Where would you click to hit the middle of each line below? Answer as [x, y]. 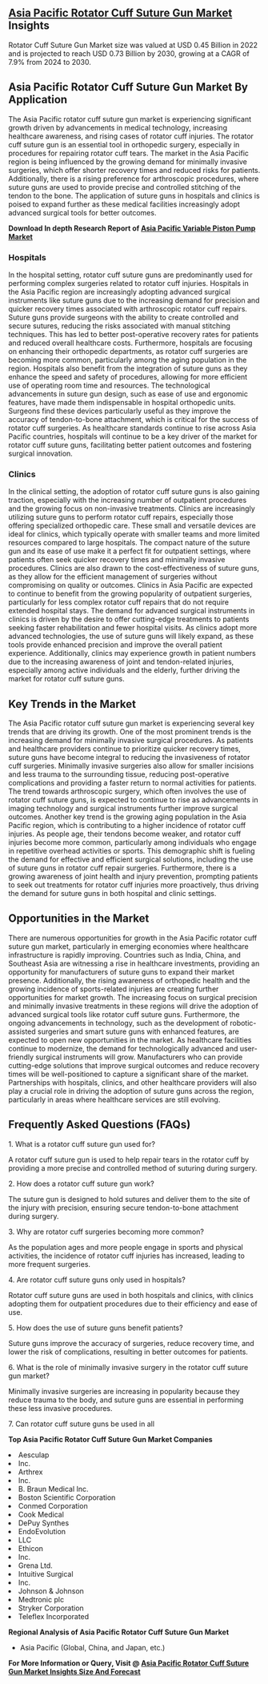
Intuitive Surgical [46, 1573]
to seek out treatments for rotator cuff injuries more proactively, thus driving [134, 885]
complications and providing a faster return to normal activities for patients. [133, 783]
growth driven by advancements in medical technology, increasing [118, 127]
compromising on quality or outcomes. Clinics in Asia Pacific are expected [131, 585]
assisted [22, 1031]
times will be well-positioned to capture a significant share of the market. [129, 1074]
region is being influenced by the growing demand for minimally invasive [128, 161]
